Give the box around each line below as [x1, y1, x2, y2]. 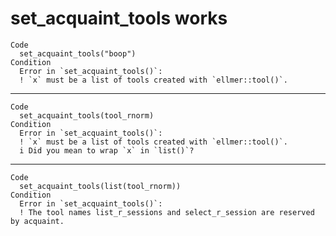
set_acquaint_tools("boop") [19, 48, 137, 59]
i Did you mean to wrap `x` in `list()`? [19, 145, 195, 156]
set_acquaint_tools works [10, 7, 228, 30]
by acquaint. [10, 216, 65, 226]
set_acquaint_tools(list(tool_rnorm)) [19, 181, 182, 191]
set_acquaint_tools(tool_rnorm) [19, 110, 155, 121]
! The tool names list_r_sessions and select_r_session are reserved [19, 207, 315, 217]
